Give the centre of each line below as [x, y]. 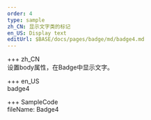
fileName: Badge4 [33, 110]
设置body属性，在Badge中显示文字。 [60, 67]
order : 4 [20, 14]
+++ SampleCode [33, 102]
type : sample [26, 20]
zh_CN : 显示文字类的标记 [39, 26]
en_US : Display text [37, 33]
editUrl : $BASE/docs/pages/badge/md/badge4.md [76, 40]
